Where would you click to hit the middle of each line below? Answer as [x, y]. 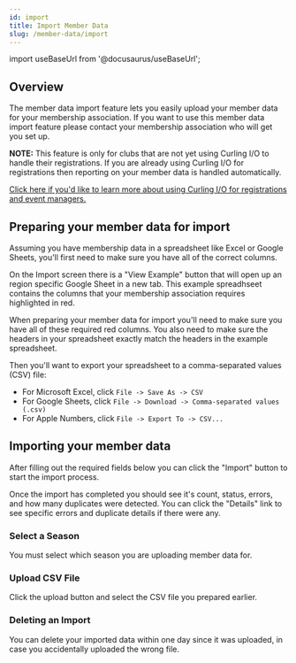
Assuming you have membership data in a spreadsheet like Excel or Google [147, 248]
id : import [29, 17]
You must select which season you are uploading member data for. [131, 555]
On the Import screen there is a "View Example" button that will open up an [146, 274]
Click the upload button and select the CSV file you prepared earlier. [133, 597]
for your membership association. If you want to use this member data [137, 118]
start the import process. [54, 477]
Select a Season [44, 536]
